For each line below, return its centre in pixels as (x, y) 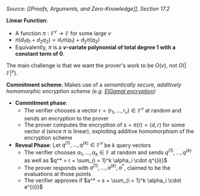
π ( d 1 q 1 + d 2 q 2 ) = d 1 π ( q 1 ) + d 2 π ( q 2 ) (57, 40)
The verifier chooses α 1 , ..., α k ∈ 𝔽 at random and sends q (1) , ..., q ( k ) (108, 152)
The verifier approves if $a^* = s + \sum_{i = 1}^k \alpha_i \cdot (102, 180)
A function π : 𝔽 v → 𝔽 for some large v (63, 33)
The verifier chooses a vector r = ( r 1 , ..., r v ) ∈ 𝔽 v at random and (103, 111)
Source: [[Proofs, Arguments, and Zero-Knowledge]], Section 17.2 (88, 9)
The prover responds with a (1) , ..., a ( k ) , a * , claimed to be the (97, 167)
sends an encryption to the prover (66, 118)
